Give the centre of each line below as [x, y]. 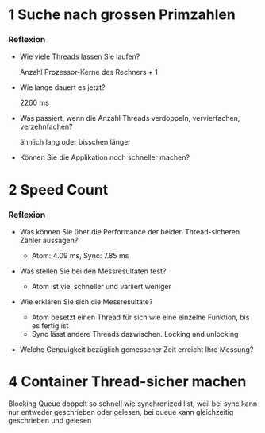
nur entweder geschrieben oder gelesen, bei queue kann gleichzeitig [121, 412]
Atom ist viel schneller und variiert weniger [102, 286]
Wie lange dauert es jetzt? [62, 87]
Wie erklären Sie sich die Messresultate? [86, 302]
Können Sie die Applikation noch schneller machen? [105, 157]
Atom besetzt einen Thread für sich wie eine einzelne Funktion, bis [140, 317]
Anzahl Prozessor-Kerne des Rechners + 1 [89, 72]
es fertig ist [50, 325]
